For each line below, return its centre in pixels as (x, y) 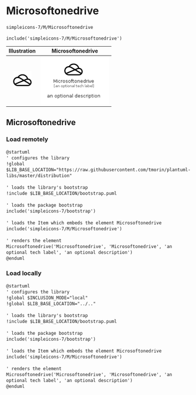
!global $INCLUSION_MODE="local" (47, 298)
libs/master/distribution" (39, 175)
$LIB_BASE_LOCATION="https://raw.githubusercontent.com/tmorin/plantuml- (99, 169)
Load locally (24, 273)
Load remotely (27, 139)
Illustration (22, 51)
